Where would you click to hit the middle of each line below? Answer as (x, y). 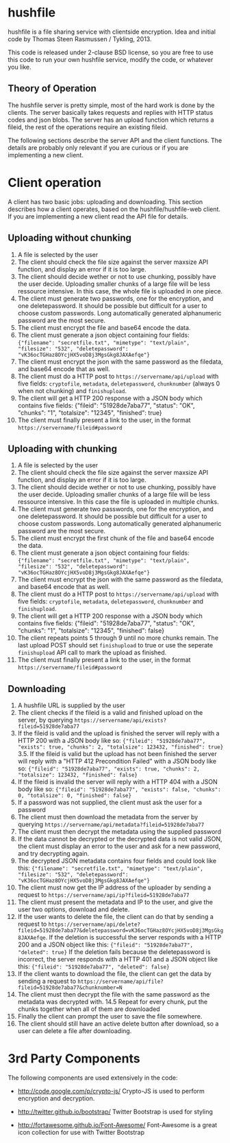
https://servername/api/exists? (120, 721)
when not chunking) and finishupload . (72, 390)
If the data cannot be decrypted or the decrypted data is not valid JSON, (120, 839)
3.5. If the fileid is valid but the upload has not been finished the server (117, 754)
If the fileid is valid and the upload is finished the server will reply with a (118, 733)
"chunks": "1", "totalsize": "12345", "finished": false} (91, 631)
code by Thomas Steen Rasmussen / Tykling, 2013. (80, 38)
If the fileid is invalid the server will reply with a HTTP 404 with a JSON (117, 782)
